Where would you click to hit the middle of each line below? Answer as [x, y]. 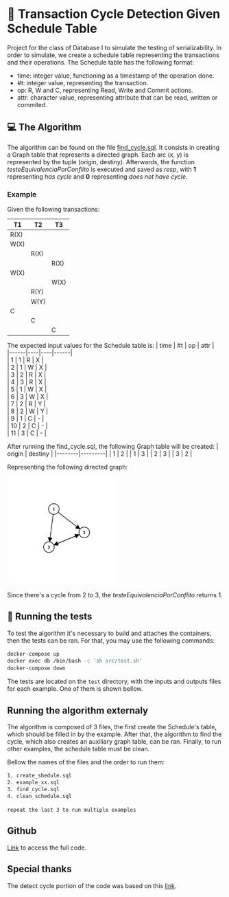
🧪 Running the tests [50, 617]
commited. [32, 104]
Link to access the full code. [47, 848]
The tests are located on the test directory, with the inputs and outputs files [114, 682]
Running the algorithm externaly [78, 710]
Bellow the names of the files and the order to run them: [86, 762]
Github [22, 831]
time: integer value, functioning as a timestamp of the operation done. [116, 76]
